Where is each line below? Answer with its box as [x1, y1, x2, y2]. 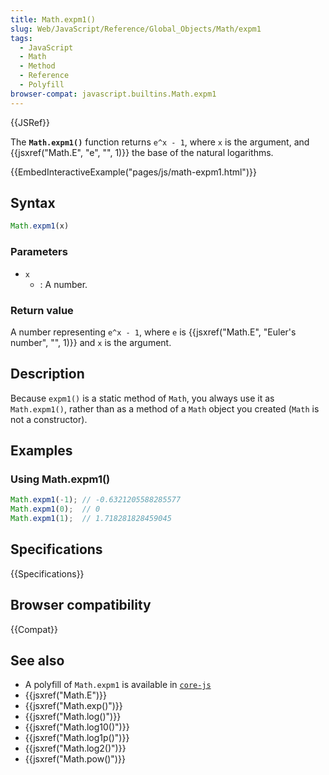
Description [10, 366, 85, 383]
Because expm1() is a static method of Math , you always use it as [10, 392, 275, 404]
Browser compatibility [10, 597, 152, 614]
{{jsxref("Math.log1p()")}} [24, 732, 130, 744]
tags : [10, 33, 33, 43]
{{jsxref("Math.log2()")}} [24, 742, 127, 755]
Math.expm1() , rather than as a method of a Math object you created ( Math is [10, 402, 320, 415]
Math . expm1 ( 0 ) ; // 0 [10, 504, 101, 515]
